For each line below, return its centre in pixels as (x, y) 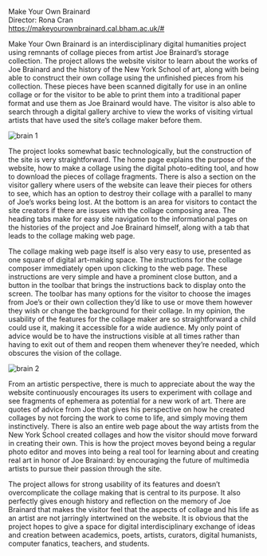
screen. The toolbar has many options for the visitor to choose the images (130, 294)
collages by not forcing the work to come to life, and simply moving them (128, 418)
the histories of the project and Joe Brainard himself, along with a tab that (129, 227)
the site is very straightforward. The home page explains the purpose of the (132, 160)
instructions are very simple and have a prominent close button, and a (123, 277)
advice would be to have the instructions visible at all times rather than (124, 336)
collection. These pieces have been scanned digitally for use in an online (128, 86)
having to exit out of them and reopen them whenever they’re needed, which (134, 345)
